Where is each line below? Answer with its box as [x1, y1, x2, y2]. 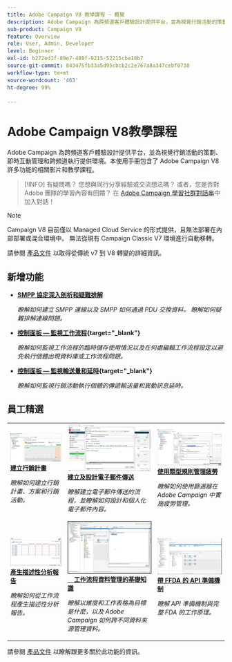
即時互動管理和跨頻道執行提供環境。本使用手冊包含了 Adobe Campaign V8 [7, 157, 220, 165]
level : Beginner [7, 48, 54, 55]
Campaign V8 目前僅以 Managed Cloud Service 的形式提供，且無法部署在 [7, 225, 216, 234]
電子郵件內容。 [67, 504, 110, 513]
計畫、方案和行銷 [10, 487, 59, 495]
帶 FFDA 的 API [157, 576, 200, 584]
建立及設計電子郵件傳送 [67, 473, 135, 481]
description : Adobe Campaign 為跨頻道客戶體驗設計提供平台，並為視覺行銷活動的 [7, 18, 217, 26]
